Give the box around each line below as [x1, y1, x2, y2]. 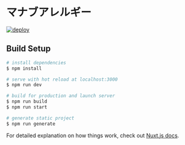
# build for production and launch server [6, 93, 115, 99]
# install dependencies [6, 59, 67, 66]
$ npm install [6, 65, 42, 72]
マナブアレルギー [6, 5, 92, 19]
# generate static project [6, 115, 75, 121]
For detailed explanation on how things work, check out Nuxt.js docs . [6, 132, 180, 139]
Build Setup [6, 44, 51, 54]
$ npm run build [6, 98, 47, 105]
